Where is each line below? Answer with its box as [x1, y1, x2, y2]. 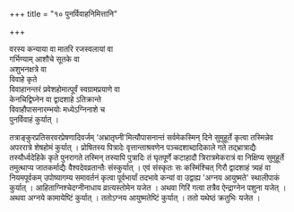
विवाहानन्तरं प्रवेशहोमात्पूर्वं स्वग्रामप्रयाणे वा [9, 84, 121, 94]
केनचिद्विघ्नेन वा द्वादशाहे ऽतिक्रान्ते [9, 94, 101, 105]
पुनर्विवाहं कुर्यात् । [9, 114, 60, 124]
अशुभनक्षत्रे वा [9, 64, 47, 74]
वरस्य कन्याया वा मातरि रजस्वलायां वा [9, 44, 114, 54]
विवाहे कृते [9, 74, 38, 84]
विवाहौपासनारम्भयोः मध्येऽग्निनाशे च [9, 104, 106, 114]
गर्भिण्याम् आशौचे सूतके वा [9, 54, 81, 64]
